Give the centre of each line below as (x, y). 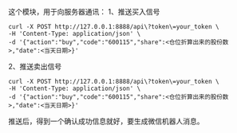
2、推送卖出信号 (35, 66)
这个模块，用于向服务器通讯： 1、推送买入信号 (84, 12)
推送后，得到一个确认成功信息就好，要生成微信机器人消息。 (106, 121)
